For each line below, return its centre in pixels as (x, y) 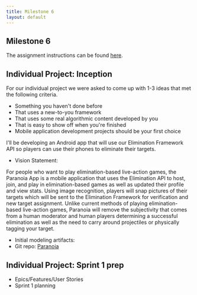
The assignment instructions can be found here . (64, 55)
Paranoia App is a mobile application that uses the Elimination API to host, (96, 178)
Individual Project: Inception (59, 74)
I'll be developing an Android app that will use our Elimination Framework (95, 143)
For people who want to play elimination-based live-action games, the (91, 172)
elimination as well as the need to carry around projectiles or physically (93, 222)
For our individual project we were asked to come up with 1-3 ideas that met (98, 88)
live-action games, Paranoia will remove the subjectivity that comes (105, 210)
